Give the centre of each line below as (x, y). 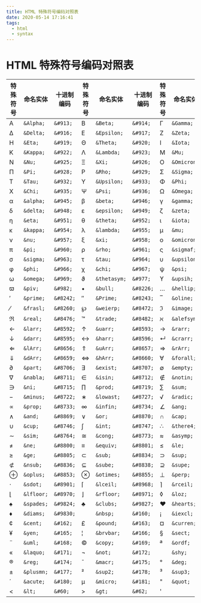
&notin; (182, 378)
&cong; (105, 436)
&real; (33, 319)
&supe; (181, 465)
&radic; (182, 397)
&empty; (182, 368)
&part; (33, 368)
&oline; (182, 299)
